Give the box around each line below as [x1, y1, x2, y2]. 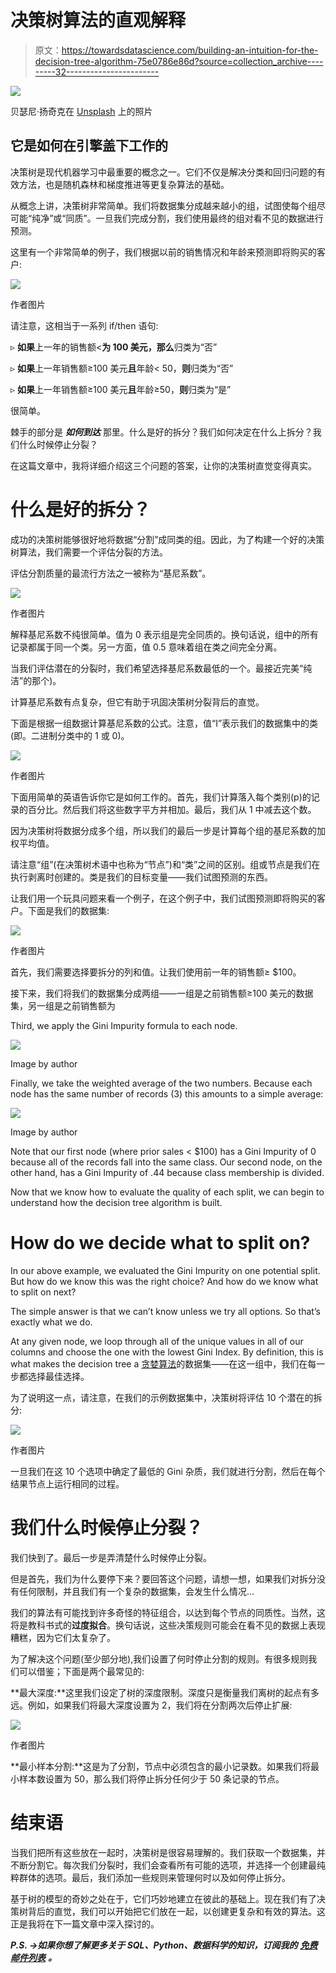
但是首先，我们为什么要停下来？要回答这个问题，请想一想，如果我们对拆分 [10, 1572, 317, 1585]
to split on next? [10, 1286, 77, 1298]
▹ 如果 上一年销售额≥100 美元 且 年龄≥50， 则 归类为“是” [10, 383, 232, 395]
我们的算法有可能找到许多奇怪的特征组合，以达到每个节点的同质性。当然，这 [10, 1606, 326, 1618]
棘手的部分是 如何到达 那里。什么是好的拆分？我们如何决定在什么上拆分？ [10, 426, 313, 438]
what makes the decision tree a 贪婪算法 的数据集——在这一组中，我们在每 [10, 1357, 317, 1370]
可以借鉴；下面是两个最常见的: [18, 1665, 145, 1677]
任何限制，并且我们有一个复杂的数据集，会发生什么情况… [18, 1585, 255, 1597]
